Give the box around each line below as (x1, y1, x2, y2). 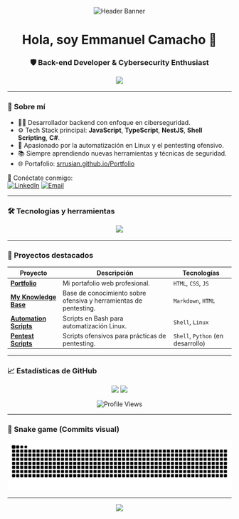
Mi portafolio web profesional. (63, 279, 151, 288)
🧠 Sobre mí (7, 102, 46, 112)
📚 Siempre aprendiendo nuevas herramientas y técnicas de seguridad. (17, 148, 227, 157)
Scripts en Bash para (63, 314, 124, 323)
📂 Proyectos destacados (7, 251, 94, 260)
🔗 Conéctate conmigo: (7, 173, 73, 182)
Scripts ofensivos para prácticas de (63, 331, 166, 340)
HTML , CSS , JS (173, 279, 209, 288)
